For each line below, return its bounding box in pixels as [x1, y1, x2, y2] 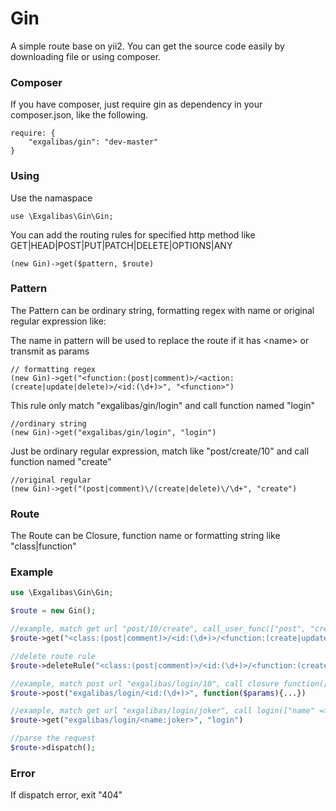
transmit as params [10, 345, 90, 357]
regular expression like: [10, 315, 107, 327]
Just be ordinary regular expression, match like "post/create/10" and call [10, 445, 310, 457]
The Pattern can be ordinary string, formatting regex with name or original [10, 304, 315, 316]
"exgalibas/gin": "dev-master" [28, 137, 159, 147]
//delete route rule [10, 651, 97, 661]
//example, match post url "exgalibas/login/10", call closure [10, 678, 280, 689]
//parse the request [10, 733, 97, 744]
